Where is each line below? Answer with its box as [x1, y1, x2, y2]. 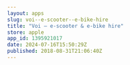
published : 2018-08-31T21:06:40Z [7, 48, 103, 55]
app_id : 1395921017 [7, 35, 63, 42]
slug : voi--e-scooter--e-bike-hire [7, 16, 109, 23]
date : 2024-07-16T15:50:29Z [7, 41, 88, 48]
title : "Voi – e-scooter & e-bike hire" [7, 22, 125, 29]
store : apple [7, 28, 44, 36]
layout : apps [7, 9, 44, 17]
